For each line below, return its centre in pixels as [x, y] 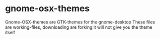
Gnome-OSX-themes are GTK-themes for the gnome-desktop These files [80, 22]
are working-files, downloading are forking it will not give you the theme [79, 27]
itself [10, 32]
